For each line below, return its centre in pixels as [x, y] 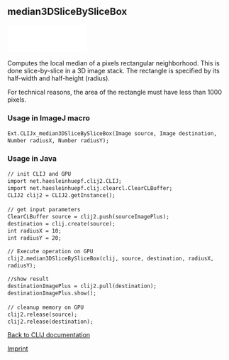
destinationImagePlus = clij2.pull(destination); [82, 286]
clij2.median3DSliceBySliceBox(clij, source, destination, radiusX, [111, 259]
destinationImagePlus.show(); [52, 293]
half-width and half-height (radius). [58, 78]
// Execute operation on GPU [50, 252]
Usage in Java [32, 159]
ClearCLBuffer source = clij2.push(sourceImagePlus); [89, 217]
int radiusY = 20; [34, 238]
